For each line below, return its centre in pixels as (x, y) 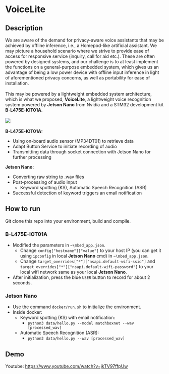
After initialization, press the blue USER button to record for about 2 (81, 277)
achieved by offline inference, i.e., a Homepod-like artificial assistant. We (81, 46)
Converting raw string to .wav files (48, 177)
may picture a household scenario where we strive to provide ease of (77, 51)
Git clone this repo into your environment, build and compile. (68, 221)
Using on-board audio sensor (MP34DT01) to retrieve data (73, 141)
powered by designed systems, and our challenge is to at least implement (82, 61)
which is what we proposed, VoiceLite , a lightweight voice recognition (78, 99)
